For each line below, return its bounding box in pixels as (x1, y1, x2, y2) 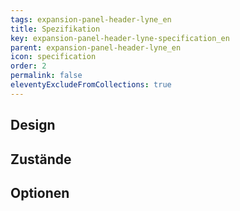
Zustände (10, 151, 72, 168)
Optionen (10, 184, 70, 201)
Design (10, 117, 56, 134)
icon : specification (10, 52, 97, 62)
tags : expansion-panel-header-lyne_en (10, 14, 172, 25)
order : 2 (10, 61, 47, 71)
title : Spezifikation (10, 24, 101, 34)
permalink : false (10, 71, 83, 81)
